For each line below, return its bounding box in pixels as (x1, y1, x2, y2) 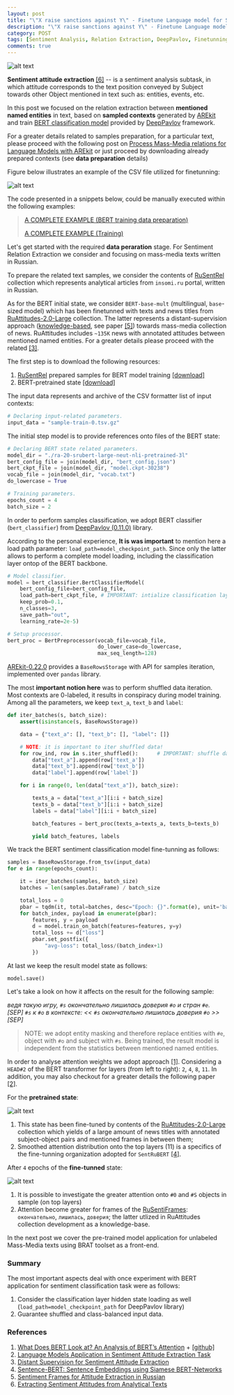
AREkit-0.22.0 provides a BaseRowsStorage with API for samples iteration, (7, 663, 215, 671)
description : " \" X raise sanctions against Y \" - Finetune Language (7, 23, 210, 30)
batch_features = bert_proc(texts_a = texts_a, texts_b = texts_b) (32, 820, 219, 827)
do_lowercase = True (7, 478, 68, 485)
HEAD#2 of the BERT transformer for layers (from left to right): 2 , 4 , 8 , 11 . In (7, 1064, 217, 1073)
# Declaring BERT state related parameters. (7, 445, 139, 452)
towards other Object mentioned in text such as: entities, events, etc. (7, 90, 205, 98)
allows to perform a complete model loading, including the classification (7, 552, 214, 560)
